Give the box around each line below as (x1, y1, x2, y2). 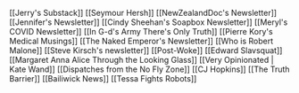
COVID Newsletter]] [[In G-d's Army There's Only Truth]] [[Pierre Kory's (9, 27, 274, 36)
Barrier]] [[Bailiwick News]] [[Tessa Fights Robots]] (9, 74, 197, 83)
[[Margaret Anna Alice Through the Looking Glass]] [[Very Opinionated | (9, 55, 274, 65)
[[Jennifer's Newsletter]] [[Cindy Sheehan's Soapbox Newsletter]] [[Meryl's (9, 17, 288, 27)
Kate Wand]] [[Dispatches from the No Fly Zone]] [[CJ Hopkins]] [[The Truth (9, 64, 290, 74)
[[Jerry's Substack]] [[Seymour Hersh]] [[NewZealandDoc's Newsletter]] (9, 8, 278, 18)
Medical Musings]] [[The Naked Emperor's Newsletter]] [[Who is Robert (9, 35, 274, 46)
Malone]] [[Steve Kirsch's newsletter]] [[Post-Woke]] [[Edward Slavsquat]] (9, 45, 283, 56)
